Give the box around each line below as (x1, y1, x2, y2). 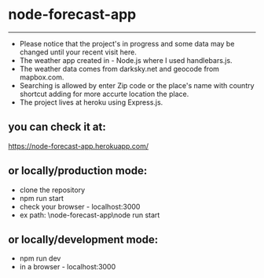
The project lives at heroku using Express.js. (19, 97, 163, 107)
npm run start (19, 193, 64, 202)
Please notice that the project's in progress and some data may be (19, 39, 235, 48)
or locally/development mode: (8, 232, 159, 246)
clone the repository (19, 185, 86, 195)
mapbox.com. (19, 72, 64, 82)
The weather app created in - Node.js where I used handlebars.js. (19, 55, 233, 65)
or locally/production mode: (8, 164, 148, 178)
